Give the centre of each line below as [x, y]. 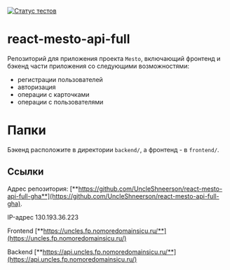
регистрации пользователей [60, 79]
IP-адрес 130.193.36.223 [43, 217]
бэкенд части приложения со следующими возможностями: [98, 66]
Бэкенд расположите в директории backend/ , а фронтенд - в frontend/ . [113, 149]
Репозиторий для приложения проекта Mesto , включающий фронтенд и [114, 58]
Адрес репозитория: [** [43, 189]
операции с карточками [53, 94]
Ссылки [26, 172]
